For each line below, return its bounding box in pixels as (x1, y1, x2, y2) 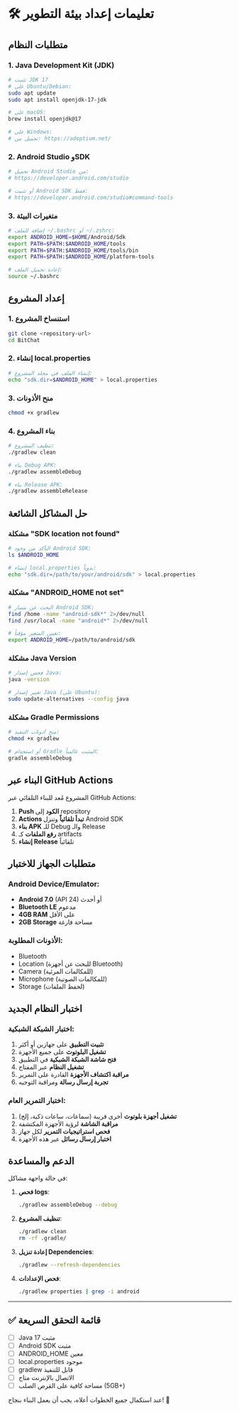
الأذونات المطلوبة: (8, 936, 63, 946)
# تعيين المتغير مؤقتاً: (8, 630, 62, 637)
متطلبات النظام (8, 38, 68, 50)
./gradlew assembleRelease (8, 488, 88, 495)
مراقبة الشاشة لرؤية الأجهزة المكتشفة (18, 1119, 119, 1128)
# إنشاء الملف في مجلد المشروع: (8, 369, 93, 377)
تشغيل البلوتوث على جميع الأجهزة (18, 1048, 106, 1056)
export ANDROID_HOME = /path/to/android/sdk (8, 637, 135, 644)
